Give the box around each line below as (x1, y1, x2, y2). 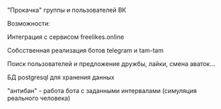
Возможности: (7, 19, 51, 27)
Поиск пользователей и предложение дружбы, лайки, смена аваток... (7, 60, 215, 68)
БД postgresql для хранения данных (7, 73, 115, 81)
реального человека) (7, 94, 71, 102)
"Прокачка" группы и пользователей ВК (7, 6, 126, 14)
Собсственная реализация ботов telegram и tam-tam (7, 47, 164, 54)
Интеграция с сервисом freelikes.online (7, 33, 124, 41)
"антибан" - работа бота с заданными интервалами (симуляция (7, 87, 197, 94)
